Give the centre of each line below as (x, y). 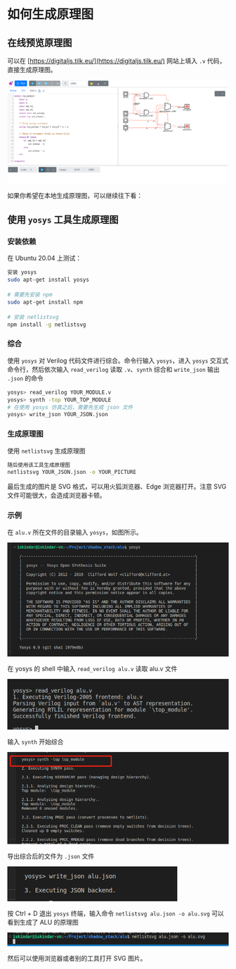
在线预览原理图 (40, 43)
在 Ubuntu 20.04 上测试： (45, 258)
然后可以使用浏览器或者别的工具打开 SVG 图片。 (77, 958)
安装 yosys (22, 273)
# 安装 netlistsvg (33, 317)
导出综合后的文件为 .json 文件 (51, 856)
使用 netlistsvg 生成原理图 (46, 451)
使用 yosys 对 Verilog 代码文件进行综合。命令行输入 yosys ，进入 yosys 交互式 (118, 361)
